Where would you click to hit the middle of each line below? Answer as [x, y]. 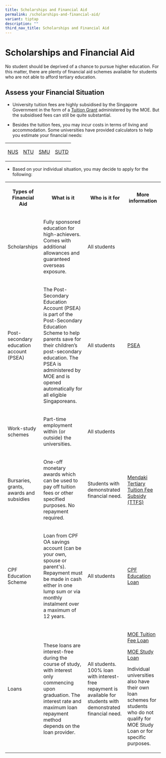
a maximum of [60, 610]
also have [138, 681]
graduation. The [62, 695]
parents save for [62, 339]
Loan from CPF [61, 535]
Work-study [22, 428]
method [52, 720]
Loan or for [140, 731]
